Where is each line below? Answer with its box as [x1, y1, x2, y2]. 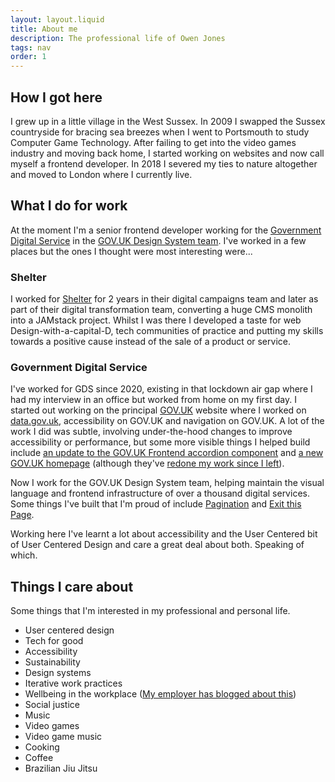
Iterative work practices [24, 677, 123, 690]
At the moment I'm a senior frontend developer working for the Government [10, 224, 322, 236]
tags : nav [10, 42, 52, 53]
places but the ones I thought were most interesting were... [10, 245, 253, 257]
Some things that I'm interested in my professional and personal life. [10, 605, 291, 617]
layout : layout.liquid [10, 14, 105, 25]
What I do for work [10, 197, 128, 215]
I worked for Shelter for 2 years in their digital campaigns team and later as [10, 293, 319, 305]
